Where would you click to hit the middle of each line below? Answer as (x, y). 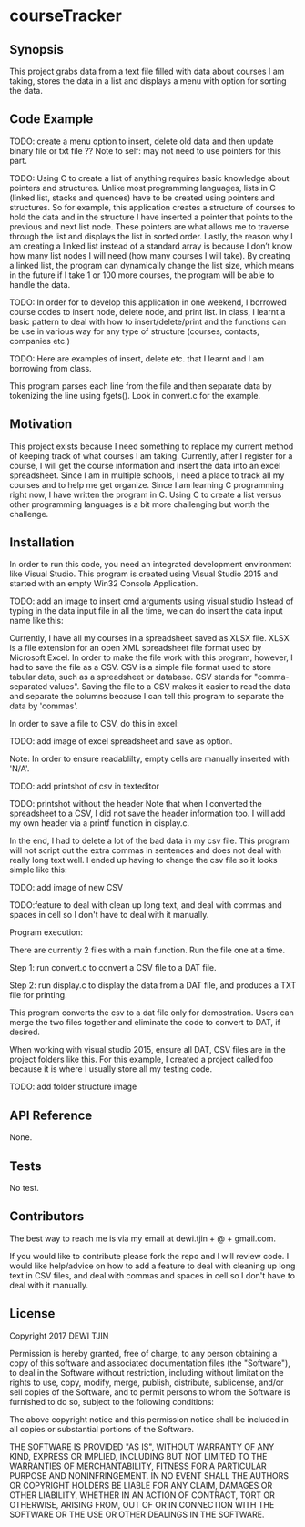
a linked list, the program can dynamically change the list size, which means (152, 265)
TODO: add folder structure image (73, 1087)
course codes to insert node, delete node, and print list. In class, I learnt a (147, 311)
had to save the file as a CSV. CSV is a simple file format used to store (140, 667)
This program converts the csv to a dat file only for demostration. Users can (152, 1013)
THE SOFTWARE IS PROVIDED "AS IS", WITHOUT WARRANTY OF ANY (142, 1446)
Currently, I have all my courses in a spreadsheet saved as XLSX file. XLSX (149, 638)
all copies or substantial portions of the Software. (102, 1429)
